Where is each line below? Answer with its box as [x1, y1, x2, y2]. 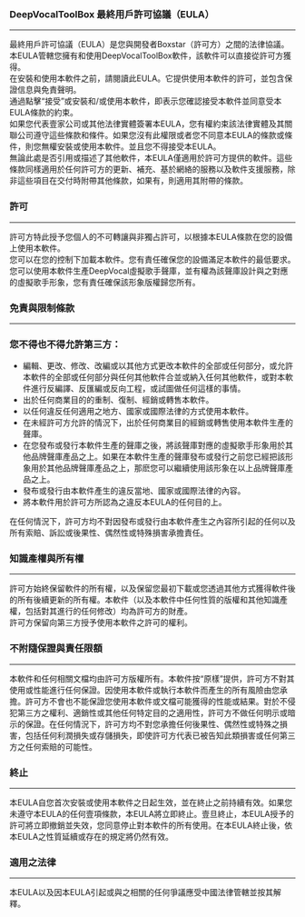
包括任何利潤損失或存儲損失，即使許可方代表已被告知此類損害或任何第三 [25, 730, 296, 741]
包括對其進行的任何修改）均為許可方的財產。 [25, 606, 192, 617]
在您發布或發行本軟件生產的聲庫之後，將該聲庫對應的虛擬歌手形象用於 [22, 440, 286, 451]
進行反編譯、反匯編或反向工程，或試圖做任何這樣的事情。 [30, 384, 246, 394]
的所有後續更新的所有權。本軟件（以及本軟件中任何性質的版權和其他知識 [9, 594, 280, 605]
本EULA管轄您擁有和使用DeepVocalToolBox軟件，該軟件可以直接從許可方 [9, 50, 284, 61]
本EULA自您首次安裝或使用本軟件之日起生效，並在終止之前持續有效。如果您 [9, 797, 293, 808]
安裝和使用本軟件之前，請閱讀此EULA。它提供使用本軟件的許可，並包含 [16, 73, 285, 84]
